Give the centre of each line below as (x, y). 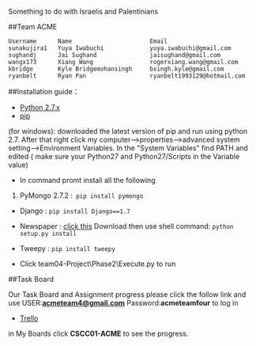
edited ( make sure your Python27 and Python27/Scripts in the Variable (124, 156)
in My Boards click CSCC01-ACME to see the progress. (98, 333)
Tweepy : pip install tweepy (68, 248)
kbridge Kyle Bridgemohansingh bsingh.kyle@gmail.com (116, 69)
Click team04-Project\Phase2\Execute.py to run (98, 264)
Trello (29, 318)
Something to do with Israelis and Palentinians (83, 11)
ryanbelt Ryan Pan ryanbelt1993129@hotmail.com (127, 76)
